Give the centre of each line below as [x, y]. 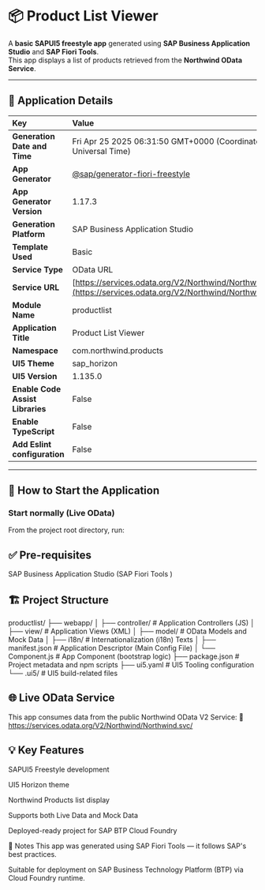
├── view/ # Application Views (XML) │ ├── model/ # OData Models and [127, 631]
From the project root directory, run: [66, 530]
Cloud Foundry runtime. [47, 877]
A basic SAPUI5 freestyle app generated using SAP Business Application [129, 43]
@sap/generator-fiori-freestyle [131, 174]
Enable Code [37, 389]
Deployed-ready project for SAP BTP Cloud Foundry [93, 830]
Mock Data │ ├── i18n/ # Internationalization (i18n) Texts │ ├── [112, 640]
